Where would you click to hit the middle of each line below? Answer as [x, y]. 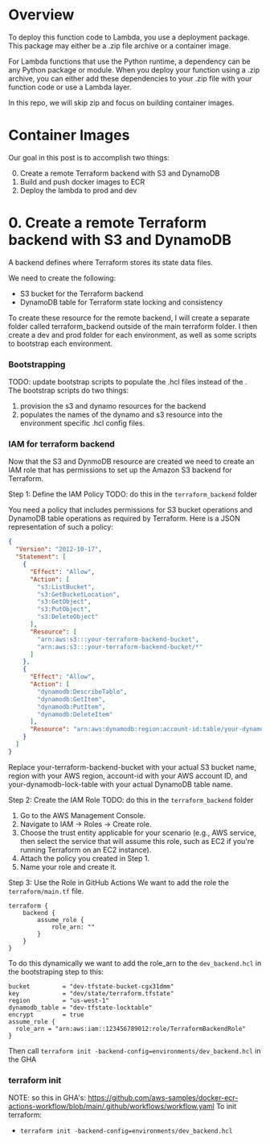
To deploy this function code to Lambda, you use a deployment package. [129, 37]
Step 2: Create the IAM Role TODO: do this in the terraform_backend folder [131, 800]
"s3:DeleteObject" [68, 617]
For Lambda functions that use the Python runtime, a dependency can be [129, 61]
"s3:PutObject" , [64, 609]
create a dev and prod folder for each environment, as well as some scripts [133, 335]
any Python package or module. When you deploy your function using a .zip [134, 69]
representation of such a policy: [61, 527]
